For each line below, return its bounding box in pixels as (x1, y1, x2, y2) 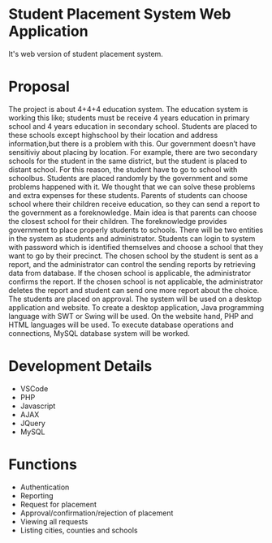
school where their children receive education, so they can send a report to (8, 199, 261, 209)
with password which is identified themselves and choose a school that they (8, 242, 264, 252)
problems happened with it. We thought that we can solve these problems (8, 182, 256, 192)
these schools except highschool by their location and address (8, 130, 218, 140)
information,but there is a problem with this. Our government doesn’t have (8, 139, 256, 149)
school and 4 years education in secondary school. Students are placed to (8, 121, 257, 131)
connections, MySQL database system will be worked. (8, 328, 191, 338)
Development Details (8, 357, 153, 376)
